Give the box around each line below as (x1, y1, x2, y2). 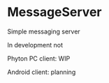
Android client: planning (7, 68, 76, 76)
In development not (7, 40, 64, 49)
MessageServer (7, 4, 102, 20)
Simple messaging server (7, 27, 80, 36)
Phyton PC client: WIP (7, 54, 71, 63)
